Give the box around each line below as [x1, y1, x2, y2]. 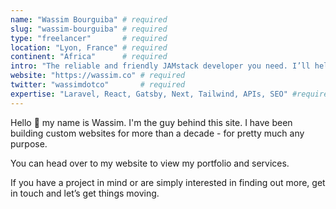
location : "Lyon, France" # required [10, 42, 168, 53]
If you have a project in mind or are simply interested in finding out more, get [10, 176, 326, 188]
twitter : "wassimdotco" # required [10, 80, 186, 90]
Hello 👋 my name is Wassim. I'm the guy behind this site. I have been [10, 116, 293, 128]
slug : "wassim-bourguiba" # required [10, 24, 168, 34]
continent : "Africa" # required [10, 52, 168, 62]
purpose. [10, 137, 48, 150]
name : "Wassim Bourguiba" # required [10, 14, 168, 25]
